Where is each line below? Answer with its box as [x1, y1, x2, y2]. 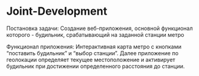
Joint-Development [6, 4, 108, 18]
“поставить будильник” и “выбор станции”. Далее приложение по [6, 49, 179, 56]
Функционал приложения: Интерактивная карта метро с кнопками [6, 43, 182, 50]
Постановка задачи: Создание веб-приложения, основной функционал [6, 25, 193, 32]
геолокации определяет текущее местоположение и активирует [6, 56, 176, 63]
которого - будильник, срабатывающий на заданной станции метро [6, 31, 185, 38]
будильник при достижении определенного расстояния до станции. [6, 63, 185, 70]
